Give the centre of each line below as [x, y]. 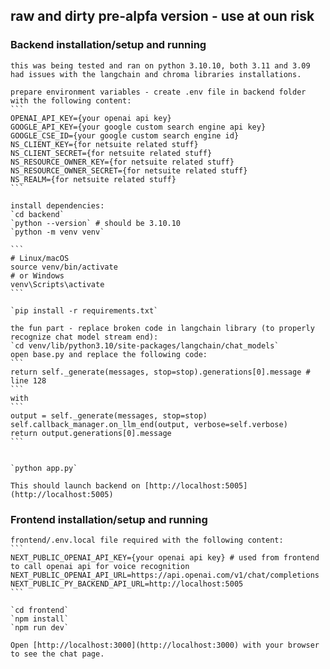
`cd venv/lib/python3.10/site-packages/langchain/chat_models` [145, 345]
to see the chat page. [57, 654]
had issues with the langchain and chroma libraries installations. [156, 74]
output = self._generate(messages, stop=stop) [109, 415]
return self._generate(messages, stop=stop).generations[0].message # [160, 372]
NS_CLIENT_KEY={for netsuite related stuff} [104, 144]
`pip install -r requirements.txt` [84, 310]
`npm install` [40, 619]
